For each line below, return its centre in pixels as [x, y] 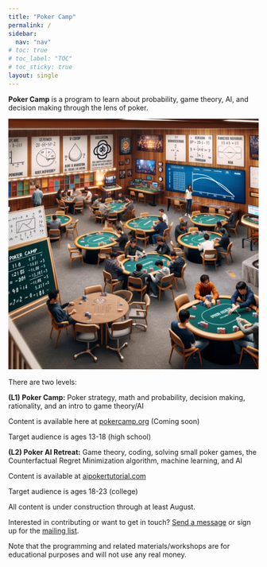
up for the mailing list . [44, 530]
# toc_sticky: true [41, 68]
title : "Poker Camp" [43, 17]
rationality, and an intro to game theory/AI [76, 406]
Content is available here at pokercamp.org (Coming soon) [104, 421]
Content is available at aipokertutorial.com [77, 476]
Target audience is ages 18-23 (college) [73, 491]
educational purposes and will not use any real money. [97, 554]
